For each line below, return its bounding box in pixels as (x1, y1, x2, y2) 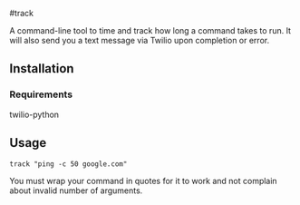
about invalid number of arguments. (9, 185, 143, 196)
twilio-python (9, 109, 60, 120)
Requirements (9, 88, 73, 101)
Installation (9, 61, 74, 76)
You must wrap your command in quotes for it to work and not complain (9, 175, 278, 186)
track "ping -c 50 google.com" (9, 159, 128, 169)
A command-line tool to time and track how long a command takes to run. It (9, 25, 292, 35)
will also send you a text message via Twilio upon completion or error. (9, 35, 270, 45)
